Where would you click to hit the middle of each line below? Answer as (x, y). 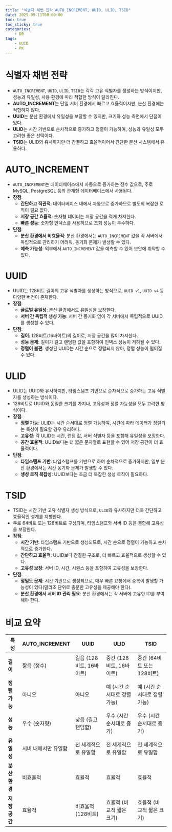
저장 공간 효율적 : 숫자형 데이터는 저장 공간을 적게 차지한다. (78, 216)
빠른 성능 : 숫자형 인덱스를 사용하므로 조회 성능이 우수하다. (78, 223)
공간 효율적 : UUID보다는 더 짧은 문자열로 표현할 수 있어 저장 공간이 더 (89, 442)
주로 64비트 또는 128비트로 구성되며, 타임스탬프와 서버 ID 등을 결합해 (81, 523)
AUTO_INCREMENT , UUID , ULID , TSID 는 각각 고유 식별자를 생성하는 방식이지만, (87, 90)
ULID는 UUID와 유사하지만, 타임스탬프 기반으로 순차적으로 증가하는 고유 (84, 391)
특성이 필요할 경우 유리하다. (53, 429)
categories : (18, 29)
